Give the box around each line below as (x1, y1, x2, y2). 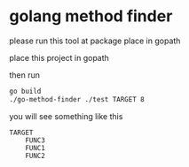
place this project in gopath (9, 52, 109, 63)
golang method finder (9, 6, 173, 27)
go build (9, 87, 42, 95)
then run (9, 69, 41, 80)
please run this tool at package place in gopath (9, 35, 181, 46)
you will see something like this (9, 110, 123, 121)
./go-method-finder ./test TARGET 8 (9, 95, 145, 103)
